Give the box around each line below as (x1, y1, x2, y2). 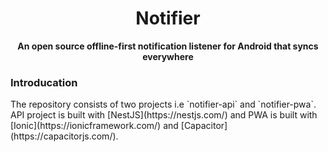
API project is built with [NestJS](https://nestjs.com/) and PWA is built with (10, 109, 318, 121)
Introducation (10, 75, 78, 89)
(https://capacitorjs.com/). (10, 130, 119, 142)
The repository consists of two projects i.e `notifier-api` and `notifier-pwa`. (10, 98, 317, 111)
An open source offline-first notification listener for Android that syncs (17, 40, 319, 52)
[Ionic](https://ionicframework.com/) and (10, 120, 179, 132)
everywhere (142, 50, 194, 62)
